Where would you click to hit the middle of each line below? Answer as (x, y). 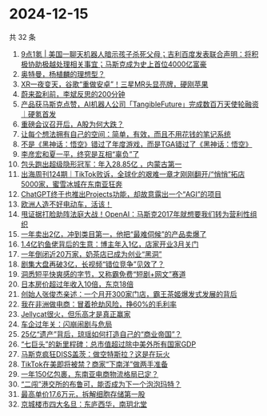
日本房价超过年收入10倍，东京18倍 (77, 284)
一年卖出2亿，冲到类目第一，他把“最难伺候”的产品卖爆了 (114, 234)
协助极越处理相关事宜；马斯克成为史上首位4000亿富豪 (117, 64)
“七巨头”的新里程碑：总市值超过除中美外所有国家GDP (108, 344)
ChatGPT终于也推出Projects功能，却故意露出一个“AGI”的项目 (121, 194)
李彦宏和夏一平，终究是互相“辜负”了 (80, 154)
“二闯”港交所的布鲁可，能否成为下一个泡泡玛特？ (101, 384)
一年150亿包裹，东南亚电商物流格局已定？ (90, 374)
